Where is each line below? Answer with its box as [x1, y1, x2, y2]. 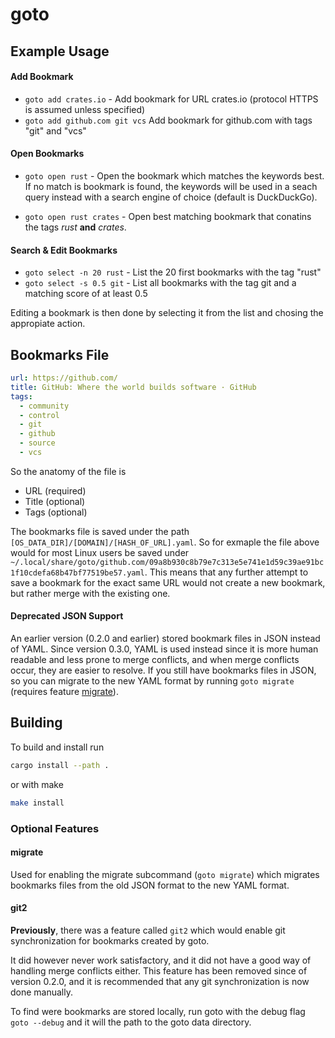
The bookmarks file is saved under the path [10, 525, 190, 537]
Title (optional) [24, 495, 86, 507]
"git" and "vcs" [24, 124, 87, 137]
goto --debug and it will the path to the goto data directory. [10, 1016, 252, 1028]
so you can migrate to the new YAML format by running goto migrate [10, 675, 295, 687]
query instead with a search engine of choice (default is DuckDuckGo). [24, 191, 318, 203]
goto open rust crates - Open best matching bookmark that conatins [24, 210, 312, 222]
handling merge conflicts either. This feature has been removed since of [10, 964, 308, 977]
